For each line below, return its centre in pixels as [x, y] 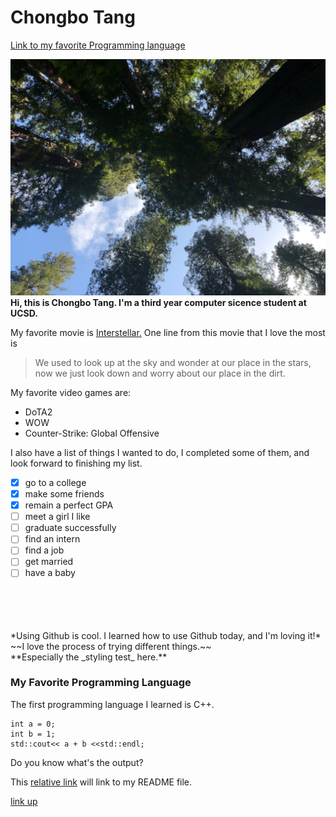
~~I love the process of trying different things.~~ [111, 646]
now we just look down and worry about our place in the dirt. [160, 373]
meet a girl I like [57, 517]
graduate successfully [70, 528]
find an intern [52, 539]
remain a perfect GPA [69, 505]
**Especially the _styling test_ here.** [89, 657]
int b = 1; [33, 734]
